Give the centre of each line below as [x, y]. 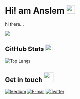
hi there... [14, 24]
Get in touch [24, 80]
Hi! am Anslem [35, 11]
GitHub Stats [25, 49]
